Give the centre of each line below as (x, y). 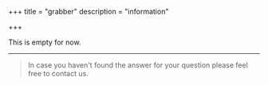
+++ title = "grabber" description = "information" (89, 12)
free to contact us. (58, 73)
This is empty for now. (45, 42)
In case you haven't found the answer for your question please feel (138, 65)
